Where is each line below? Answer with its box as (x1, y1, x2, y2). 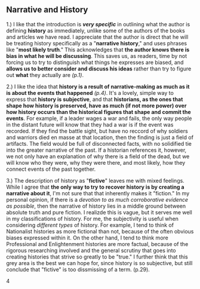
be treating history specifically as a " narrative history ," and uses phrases (6, 39, 187, 47)
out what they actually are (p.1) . (6, 71, 84, 78)
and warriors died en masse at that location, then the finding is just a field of (6, 134, 194, 141)
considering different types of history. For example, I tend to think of (6, 221, 174, 229)
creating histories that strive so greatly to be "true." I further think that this (6, 253, 188, 260)
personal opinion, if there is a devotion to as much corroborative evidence (6, 196, 189, 203)
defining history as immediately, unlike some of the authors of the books (6, 27, 185, 34)
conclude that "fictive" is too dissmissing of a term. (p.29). (6, 266, 150, 273)
